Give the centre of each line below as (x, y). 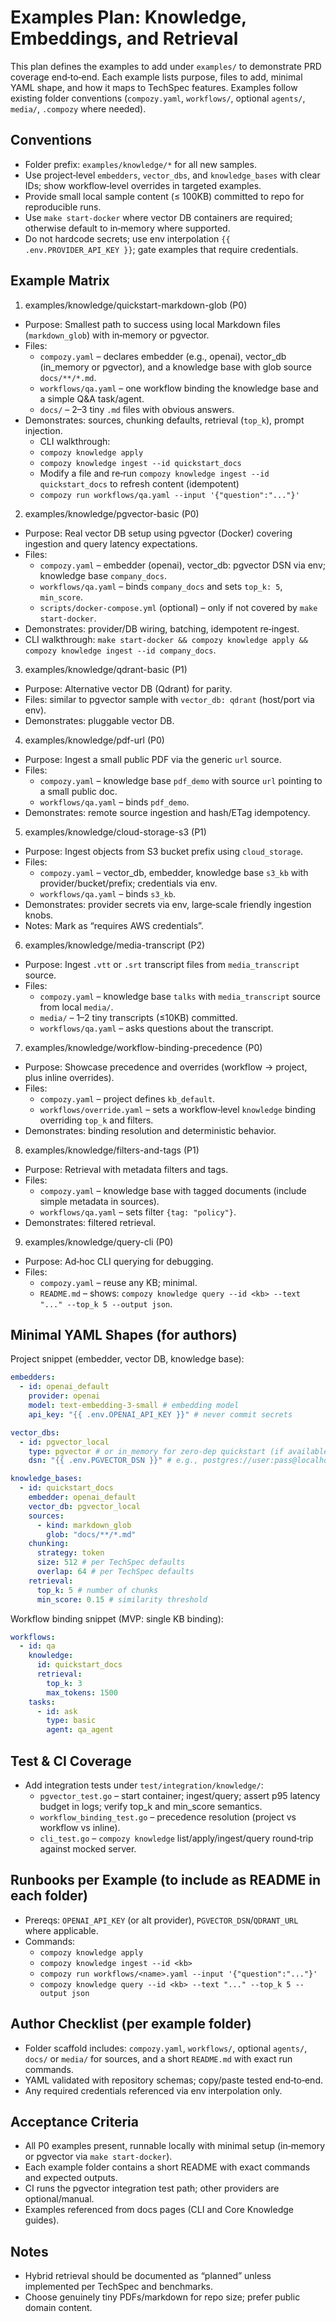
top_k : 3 (64, 1683)
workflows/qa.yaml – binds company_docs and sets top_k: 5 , (161, 586)
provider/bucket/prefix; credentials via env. (128, 883)
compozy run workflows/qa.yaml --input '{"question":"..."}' (169, 495)
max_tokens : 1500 (82, 1692)
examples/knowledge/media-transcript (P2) (115, 945)
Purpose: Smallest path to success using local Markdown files (152, 324)
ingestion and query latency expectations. (111, 543)
